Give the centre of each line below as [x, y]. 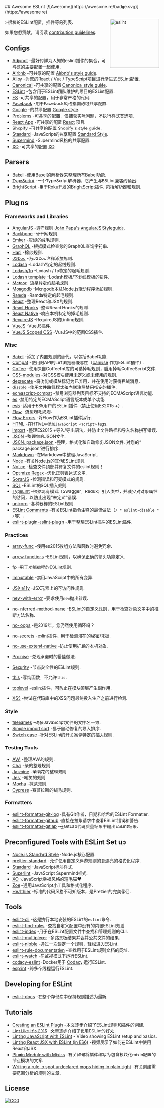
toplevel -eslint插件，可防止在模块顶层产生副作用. [62, 688]
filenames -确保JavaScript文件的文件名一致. [56, 722]
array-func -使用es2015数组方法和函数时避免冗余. [62, 546]
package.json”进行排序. [36, 448]
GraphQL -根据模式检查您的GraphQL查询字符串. [60, 246]
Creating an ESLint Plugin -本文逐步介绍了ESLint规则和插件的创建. [78, 1025]
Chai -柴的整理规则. [32, 765]
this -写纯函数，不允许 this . [40, 677]
